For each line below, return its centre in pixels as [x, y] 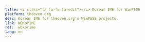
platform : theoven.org [28, 14]
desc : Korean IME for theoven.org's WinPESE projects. [62, 18]
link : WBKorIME [20, 23]
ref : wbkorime [20, 28]
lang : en [14, 32]
